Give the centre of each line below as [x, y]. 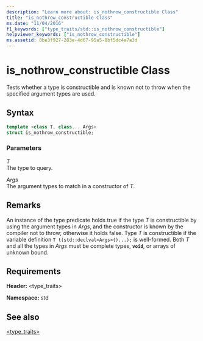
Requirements [34, 271]
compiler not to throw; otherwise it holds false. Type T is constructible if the [101, 233]
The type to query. [30, 167]
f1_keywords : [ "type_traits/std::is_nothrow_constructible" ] [86, 29]
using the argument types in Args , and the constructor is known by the [95, 227]
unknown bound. [27, 252]
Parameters [24, 148]
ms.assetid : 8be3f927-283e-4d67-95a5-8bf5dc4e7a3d [72, 40]
